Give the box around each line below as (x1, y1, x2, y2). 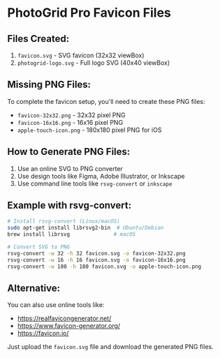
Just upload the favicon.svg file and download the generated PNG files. (7, 343, 214, 351)
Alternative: (7, 282, 61, 294)
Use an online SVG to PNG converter (17, 164, 124, 172)
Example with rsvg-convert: (7, 200, 131, 211)
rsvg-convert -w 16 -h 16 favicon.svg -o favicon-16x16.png (7, 256, 186, 263)
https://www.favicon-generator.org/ (17, 322, 121, 330)
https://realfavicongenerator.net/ (17, 314, 112, 322)
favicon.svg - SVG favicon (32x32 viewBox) (17, 51, 145, 59)
